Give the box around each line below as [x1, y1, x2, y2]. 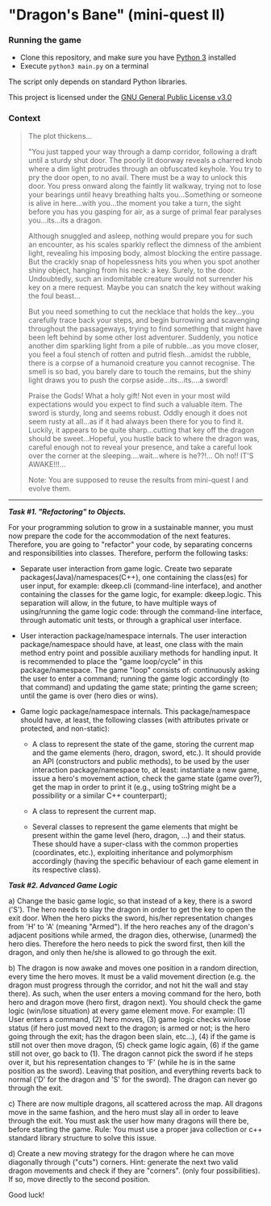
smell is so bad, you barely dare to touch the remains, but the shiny [27, 366, 252, 376]
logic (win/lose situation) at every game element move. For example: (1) [8, 1006, 246, 1016]
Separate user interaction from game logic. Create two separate [19, 563, 232, 574]
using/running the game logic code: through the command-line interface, [19, 607, 263, 616]
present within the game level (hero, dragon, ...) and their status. [31, 830, 246, 840]
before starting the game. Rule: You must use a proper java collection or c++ [8, 1124, 263, 1134]
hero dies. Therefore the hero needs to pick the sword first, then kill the [8, 938, 246, 949]
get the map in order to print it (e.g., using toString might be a [31, 782, 236, 791]
